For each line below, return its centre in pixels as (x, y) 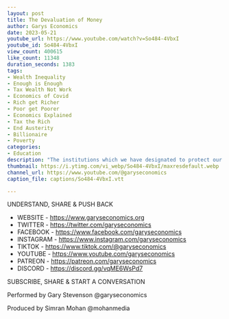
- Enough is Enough (35, 84)
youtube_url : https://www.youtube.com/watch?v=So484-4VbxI (93, 39)
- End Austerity (30, 128)
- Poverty (21, 141)
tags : (15, 71)
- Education (24, 154)
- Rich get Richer (33, 103)
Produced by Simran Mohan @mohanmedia (69, 308)
